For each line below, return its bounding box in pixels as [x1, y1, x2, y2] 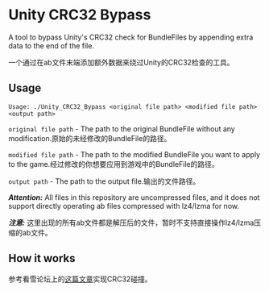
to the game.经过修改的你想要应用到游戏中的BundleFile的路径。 [8, 159, 219, 168]
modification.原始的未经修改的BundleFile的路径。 [8, 133, 172, 143]
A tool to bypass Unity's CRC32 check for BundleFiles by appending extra [8, 32, 254, 42]
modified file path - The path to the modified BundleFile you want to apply [8, 149, 260, 159]
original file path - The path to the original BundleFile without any [8, 123, 235, 134]
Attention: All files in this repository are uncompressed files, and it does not [8, 192, 260, 202]
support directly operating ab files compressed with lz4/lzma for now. [8, 201, 240, 210]
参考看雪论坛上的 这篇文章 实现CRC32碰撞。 [8, 274, 152, 284]
